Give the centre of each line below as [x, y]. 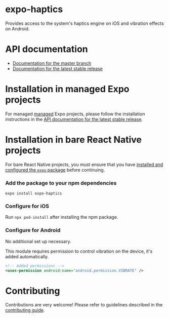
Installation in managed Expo [67, 89]
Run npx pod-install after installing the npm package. [62, 217]
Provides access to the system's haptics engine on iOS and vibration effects [85, 23]
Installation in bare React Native [74, 140]
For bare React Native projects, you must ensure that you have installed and [84, 164]
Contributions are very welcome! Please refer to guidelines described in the [84, 305]
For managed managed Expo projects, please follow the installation [75, 114]
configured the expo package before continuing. [55, 170]
